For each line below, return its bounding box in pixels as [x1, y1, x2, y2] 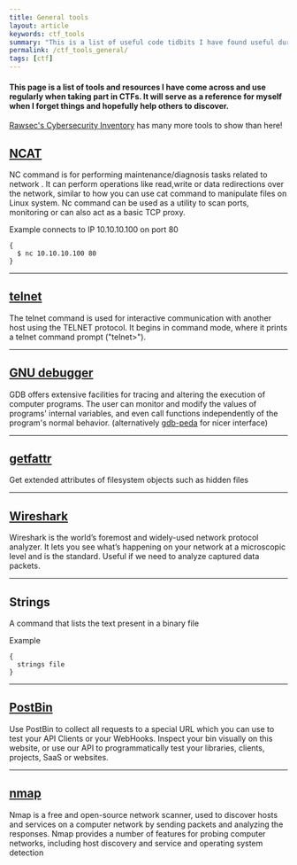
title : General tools [9, 12, 89, 22]
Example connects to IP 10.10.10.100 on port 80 [9, 224, 179, 235]
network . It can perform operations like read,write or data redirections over [9, 179, 285, 190]
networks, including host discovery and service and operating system [9, 838, 263, 848]
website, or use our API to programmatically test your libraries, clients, [9, 742, 265, 753]
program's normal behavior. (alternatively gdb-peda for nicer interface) [9, 417, 268, 428]
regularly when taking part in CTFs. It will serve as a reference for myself [9, 90, 283, 102]
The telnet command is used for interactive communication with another [9, 312, 272, 323]
